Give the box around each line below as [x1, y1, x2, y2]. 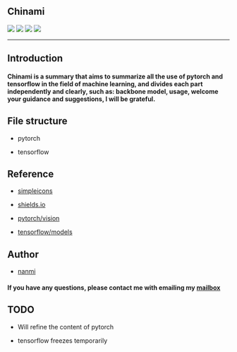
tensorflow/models [17, 228, 73, 236]
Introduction [7, 52, 63, 64]
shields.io [17, 201, 46, 209]
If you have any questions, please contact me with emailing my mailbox [7, 283, 221, 292]
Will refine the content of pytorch [17, 322, 114, 331]
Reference [7, 168, 54, 180]
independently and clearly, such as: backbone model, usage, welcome [7, 87, 219, 95]
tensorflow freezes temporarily [17, 336, 108, 345]
